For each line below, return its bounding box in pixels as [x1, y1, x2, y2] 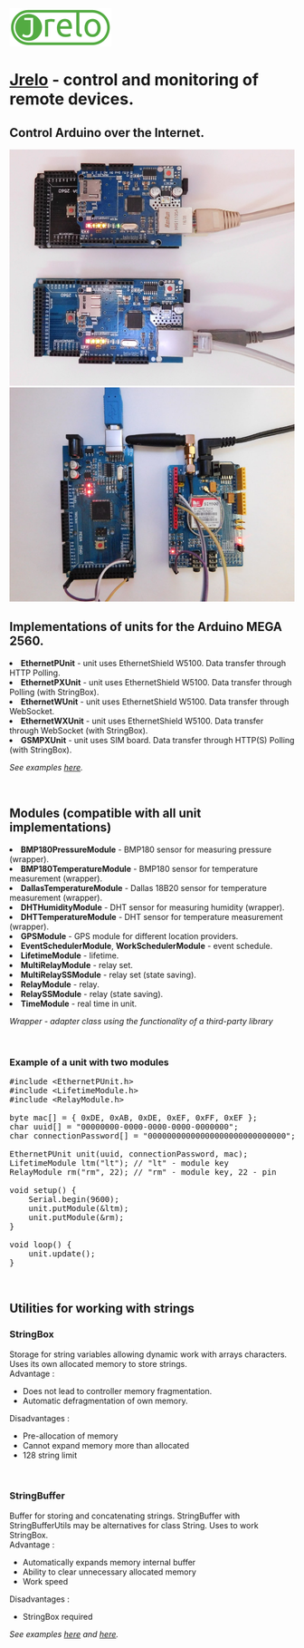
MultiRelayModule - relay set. [21, 959, 134, 970]
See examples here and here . [9, 1628, 119, 1639]
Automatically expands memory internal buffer [22, 1556, 196, 1567]
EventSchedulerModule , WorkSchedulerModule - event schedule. [21, 940, 273, 951]
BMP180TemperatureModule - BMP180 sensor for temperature [21, 863, 259, 874]
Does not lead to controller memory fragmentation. [22, 1385, 213, 1396]
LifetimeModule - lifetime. [21, 950, 119, 961]
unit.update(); [28, 1248, 96, 1258]
